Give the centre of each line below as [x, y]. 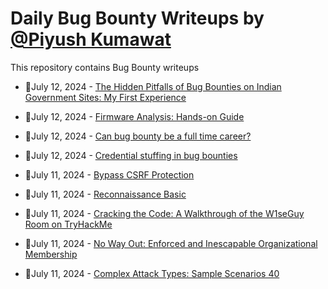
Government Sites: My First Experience [105, 97]
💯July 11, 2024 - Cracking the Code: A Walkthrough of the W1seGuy [164, 213]
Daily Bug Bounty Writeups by [137, 18]
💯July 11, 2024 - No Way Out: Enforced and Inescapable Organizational [171, 243]
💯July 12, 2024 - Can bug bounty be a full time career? [138, 136]
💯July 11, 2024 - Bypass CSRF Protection [109, 174]
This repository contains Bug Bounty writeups [105, 67]
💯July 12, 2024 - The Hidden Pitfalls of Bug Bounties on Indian [153, 86]
